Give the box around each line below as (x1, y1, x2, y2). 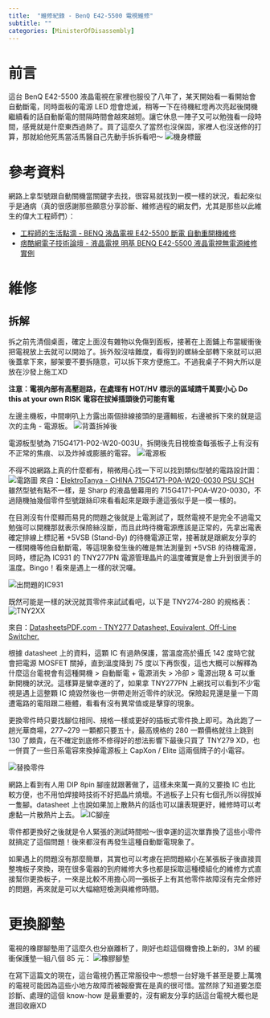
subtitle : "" (8, 19, 52, 27)
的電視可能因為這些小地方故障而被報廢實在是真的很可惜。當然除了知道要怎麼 (8, 981, 262, 991)
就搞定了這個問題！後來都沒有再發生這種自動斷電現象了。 (8, 837, 198, 847)
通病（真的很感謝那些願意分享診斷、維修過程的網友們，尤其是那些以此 (22, 202, 255, 211)
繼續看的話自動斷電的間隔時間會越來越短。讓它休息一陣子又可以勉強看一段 (8, 112, 255, 121)
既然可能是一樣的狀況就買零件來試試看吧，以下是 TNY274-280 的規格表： (8, 597, 253, 607)
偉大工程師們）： (22, 211, 76, 221)
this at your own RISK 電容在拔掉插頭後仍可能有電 (8, 395, 175, 404)
